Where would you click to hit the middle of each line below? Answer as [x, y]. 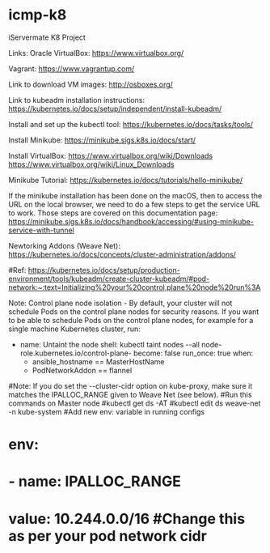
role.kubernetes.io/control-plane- [76, 353]
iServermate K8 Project [47, 37]
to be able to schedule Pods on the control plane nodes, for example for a [131, 320]
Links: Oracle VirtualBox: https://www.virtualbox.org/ [96, 53]
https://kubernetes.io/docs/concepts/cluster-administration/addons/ [122, 254]
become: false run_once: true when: [193, 353]
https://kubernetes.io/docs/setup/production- [104, 270]
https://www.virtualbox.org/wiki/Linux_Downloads [92, 164]
